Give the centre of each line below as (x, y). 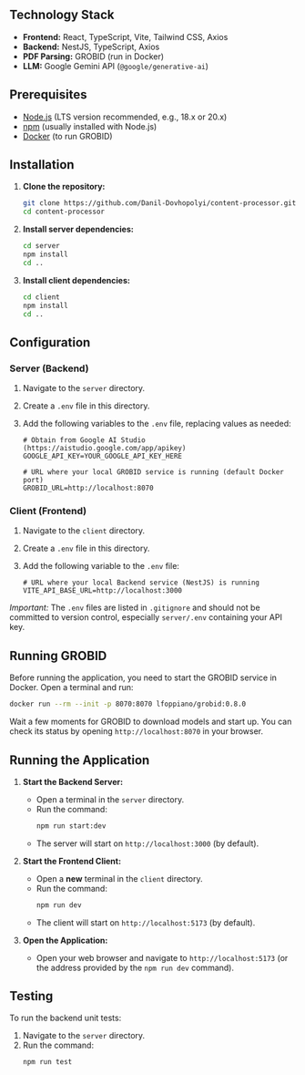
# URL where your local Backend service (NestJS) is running (141, 583)
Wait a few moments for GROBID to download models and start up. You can (151, 722)
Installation (42, 165)
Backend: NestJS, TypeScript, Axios (91, 47)
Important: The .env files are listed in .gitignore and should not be (135, 608)
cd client (41, 297)
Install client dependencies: (76, 280)
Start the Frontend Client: (71, 861)
